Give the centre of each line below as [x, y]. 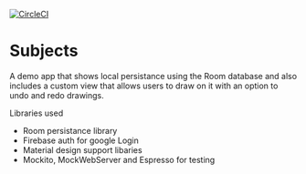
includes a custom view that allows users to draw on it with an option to [144, 86]
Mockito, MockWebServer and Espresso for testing [119, 159]
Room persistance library [70, 130]
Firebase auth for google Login [81, 140]
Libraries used [37, 113]
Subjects [44, 51]
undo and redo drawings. [57, 95]
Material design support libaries [83, 149]
